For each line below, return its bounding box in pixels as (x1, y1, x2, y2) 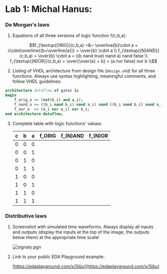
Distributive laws (5, 212, 47, 219)
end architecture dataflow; (5, 111, 64, 116)
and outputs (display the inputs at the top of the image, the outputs (12, 229, 150, 235)
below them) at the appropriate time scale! (12, 235, 99, 241)
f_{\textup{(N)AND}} (118, 47, 160, 53)
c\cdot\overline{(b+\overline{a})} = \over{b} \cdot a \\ (7, 47, 117, 53)
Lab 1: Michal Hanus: (5, 3, 92, 15)
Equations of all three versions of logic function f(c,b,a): (12, 32, 127, 38)
